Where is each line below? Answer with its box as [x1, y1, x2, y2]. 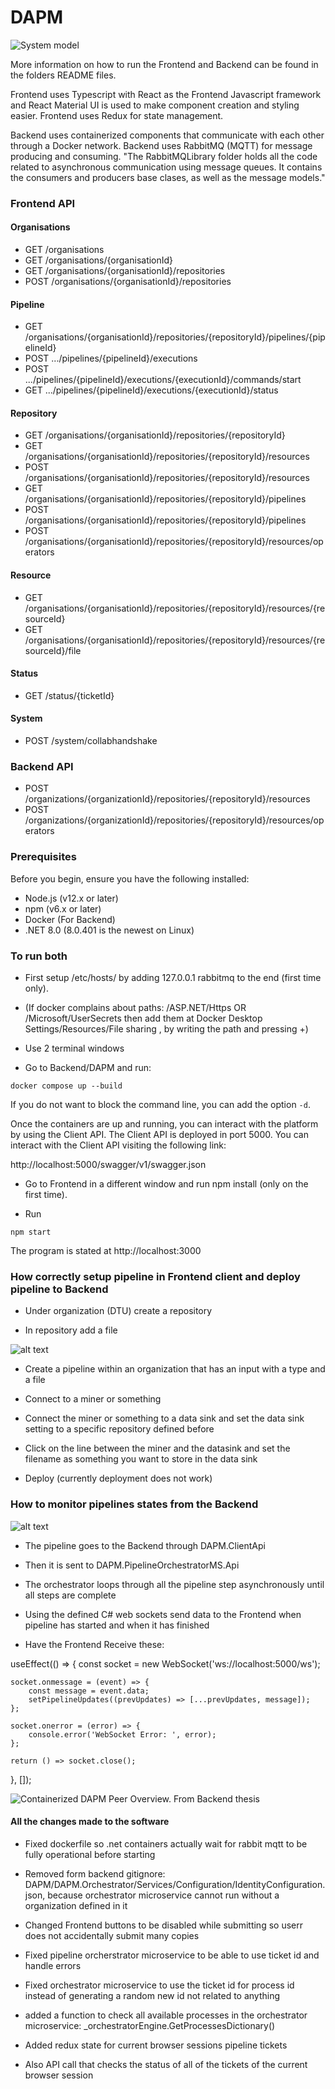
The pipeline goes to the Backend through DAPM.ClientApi [24, 1539, 266, 1551]
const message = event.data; [28, 1686, 150, 1696]
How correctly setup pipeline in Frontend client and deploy [10, 1269, 301, 1283]
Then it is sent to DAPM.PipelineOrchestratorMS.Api [24, 1559, 240, 1571]
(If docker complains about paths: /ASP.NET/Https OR [24, 1001, 247, 1013]
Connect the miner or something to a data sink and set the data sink [24, 1412, 305, 1425]
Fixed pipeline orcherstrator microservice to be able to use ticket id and [24, 1949, 320, 1961]
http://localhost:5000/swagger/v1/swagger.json [10, 1158, 207, 1170]
